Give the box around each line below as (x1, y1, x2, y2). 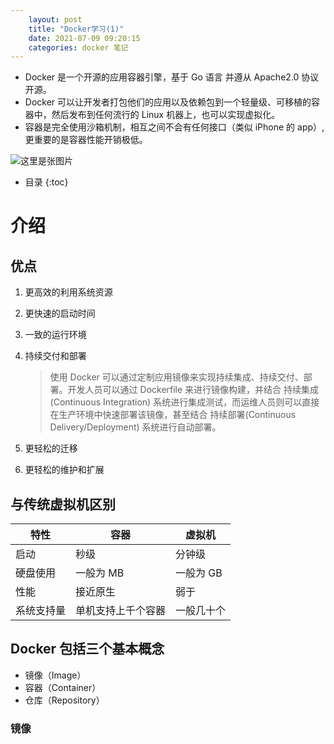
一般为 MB (75, 566, 125, 580)
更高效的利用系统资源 (24, 286, 113, 298)
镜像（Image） (24, 669, 87, 681)
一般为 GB (175, 566, 223, 580)
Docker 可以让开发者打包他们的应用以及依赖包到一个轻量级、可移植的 (24, 96, 312, 108)
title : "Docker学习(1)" (28, 24, 125, 34)
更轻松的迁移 (24, 442, 78, 455)
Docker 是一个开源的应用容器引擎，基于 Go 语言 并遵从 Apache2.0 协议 (24, 71, 320, 83)
